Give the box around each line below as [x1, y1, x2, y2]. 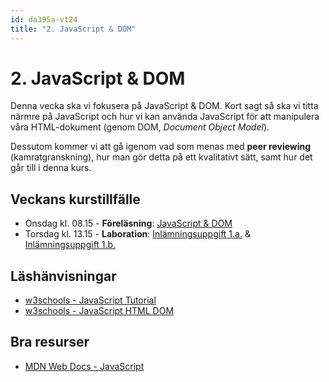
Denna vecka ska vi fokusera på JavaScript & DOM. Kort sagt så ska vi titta [10, 100, 319, 112]
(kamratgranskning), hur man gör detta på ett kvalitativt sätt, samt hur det [10, 151, 313, 163]
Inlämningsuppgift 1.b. [24, 239, 117, 251]
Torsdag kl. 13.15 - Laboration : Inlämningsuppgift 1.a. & [24, 228, 251, 240]
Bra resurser [10, 334, 90, 351]
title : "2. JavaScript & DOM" [10, 24, 137, 34]
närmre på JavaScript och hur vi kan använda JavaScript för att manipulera [10, 111, 320, 123]
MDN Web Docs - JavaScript [24, 360, 145, 372]
